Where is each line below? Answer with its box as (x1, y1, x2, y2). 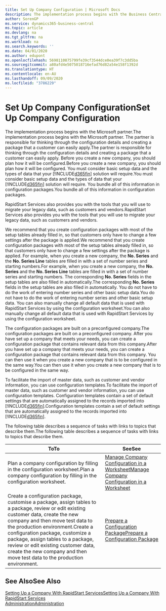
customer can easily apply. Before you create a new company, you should (5, 155, 156, 161)
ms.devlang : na (5, 30, 37, 35)
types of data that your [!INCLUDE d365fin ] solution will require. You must (5, 171, 153, 177)
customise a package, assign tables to (7, 498, 96, 505)
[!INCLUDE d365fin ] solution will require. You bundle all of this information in (5, 181, 160, 187)
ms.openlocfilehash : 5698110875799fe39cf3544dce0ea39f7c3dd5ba (5, 58, 138, 63)
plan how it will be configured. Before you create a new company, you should (5, 160, 161, 166)
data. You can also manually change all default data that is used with (5, 300, 145, 306)
